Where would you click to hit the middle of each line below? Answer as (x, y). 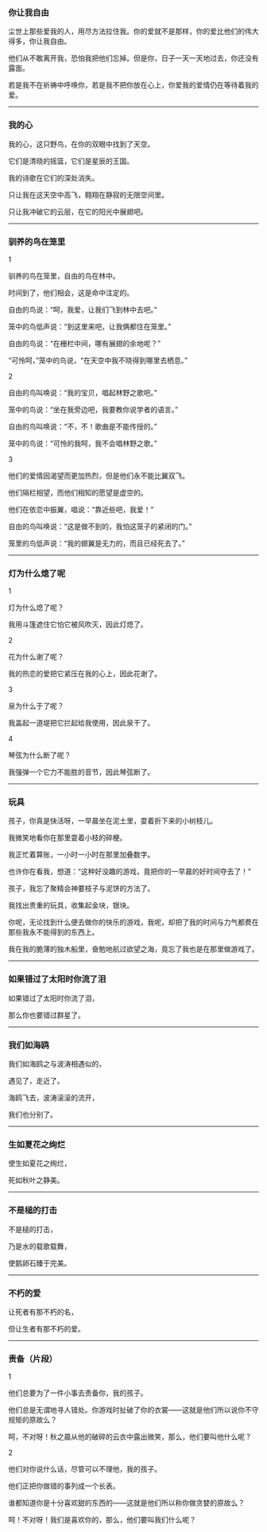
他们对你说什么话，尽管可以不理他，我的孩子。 (85, 1469)
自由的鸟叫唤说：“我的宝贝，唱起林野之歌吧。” (83, 392)
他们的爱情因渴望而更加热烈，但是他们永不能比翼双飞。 (99, 476)
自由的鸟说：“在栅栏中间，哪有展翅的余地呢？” (85, 343)
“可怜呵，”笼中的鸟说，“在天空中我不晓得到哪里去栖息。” (98, 360)
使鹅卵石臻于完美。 (40, 1263)
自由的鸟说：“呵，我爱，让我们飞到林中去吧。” (83, 309)
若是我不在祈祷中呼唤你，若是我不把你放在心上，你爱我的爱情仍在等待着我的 (133, 85)
